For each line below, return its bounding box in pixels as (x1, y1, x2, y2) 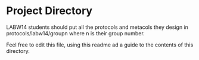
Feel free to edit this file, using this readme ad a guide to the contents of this (6, 41, 194, 48)
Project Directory (6, 4, 93, 18)
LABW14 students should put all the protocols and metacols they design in (6, 24, 189, 31)
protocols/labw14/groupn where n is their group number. (6, 29, 145, 36)
